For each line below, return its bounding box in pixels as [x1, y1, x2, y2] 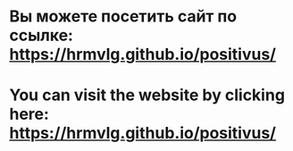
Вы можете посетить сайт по [9, 6, 238, 27]
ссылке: [9, 25, 74, 46]
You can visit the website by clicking [9, 85, 286, 105]
